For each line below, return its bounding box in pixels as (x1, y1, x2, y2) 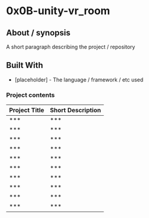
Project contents (6, 90, 55, 99)
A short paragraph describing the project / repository (6, 43, 135, 50)
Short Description (50, 106, 102, 115)
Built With (6, 60, 43, 70)
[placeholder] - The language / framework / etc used (14, 76, 144, 83)
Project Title (9, 106, 44, 115)
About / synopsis (6, 28, 71, 38)
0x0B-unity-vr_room (6, 4, 111, 18)
